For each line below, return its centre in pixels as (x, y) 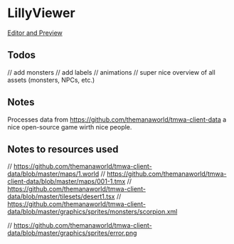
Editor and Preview (35, 33)
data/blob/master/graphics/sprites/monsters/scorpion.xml (92, 212)
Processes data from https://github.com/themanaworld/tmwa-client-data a (117, 120)
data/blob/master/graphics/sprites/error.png (72, 233)
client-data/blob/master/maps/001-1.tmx (67, 181)
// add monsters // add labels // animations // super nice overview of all (111, 72)
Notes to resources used (63, 149)
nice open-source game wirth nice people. (70, 127)
